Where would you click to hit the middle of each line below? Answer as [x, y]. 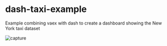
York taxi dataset [23, 28]
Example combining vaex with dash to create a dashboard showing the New [83, 23]
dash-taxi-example [46, 9]
